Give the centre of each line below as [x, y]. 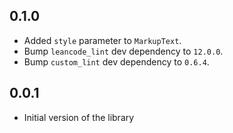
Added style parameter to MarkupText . [102, 40]
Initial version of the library [79, 117]
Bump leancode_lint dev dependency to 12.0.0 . [123, 51]
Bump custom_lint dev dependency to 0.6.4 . [116, 61]
